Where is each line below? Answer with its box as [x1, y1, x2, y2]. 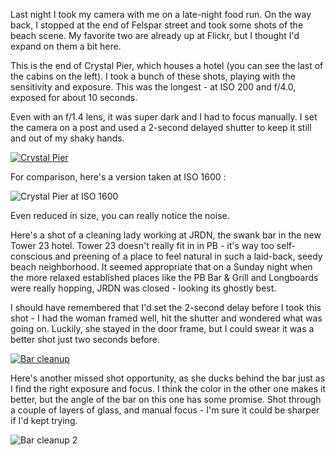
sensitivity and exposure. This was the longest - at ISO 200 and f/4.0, [10, 81, 297, 93]
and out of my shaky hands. [10, 132, 125, 144]
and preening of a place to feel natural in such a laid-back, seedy [54, 250, 323, 262]
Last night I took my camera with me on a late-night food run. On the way [10, 9, 312, 20]
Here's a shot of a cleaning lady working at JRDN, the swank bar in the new [10, 229, 322, 241]
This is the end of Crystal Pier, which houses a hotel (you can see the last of [10, 60, 324, 71]
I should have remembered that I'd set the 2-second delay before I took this [10, 302, 322, 313]
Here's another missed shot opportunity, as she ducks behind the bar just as [10, 372, 326, 384]
